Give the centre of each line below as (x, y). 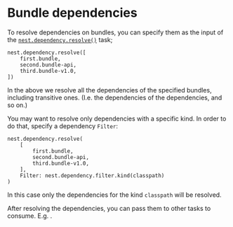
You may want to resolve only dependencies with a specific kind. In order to (117, 118)
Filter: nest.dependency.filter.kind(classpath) (92, 176)
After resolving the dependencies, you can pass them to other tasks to (109, 208)
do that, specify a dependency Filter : (62, 126)
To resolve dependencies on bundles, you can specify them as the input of (115, 32)
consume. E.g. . (30, 216)
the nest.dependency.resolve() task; (60, 39)
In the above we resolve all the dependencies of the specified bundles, (109, 90)
